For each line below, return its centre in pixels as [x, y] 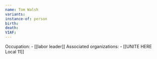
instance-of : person [26, 19]
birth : [12, 23]
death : [12, 28]
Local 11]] [15, 52]
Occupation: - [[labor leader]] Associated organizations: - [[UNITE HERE [78, 46]
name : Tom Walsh [22, 10]
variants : [15, 14]
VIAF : [11, 32]
